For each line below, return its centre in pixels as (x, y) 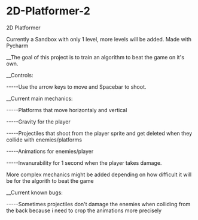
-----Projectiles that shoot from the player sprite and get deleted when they (99, 133)
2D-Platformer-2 (48, 11)
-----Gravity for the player (38, 122)
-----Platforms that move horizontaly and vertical (67, 110)
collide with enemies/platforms (44, 140)
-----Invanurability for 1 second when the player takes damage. (84, 162)
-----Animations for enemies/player (50, 151)
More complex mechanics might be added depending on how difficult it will (99, 174)
